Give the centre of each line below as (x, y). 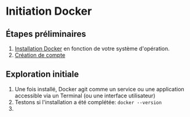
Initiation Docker (49, 11)
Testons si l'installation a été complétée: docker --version (88, 102)
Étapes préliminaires (46, 34)
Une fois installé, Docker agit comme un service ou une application (100, 89)
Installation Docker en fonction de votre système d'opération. (92, 48)
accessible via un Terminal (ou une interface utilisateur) (85, 96)
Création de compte (40, 55)
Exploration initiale (42, 74)
